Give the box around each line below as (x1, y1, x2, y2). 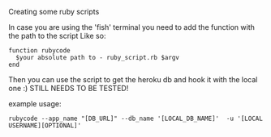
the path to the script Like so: (8, 31, 106, 40)
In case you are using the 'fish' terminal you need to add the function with (8, 23, 256, 31)
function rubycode (8, 47, 71, 55)
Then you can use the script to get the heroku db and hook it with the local (8, 75, 258, 84)
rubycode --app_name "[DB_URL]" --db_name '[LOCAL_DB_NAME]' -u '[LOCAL (8, 114, 264, 122)
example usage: (8, 99, 62, 108)
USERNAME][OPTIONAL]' (8, 122, 82, 130)
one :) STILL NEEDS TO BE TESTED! (8, 84, 129, 93)
